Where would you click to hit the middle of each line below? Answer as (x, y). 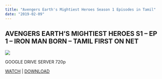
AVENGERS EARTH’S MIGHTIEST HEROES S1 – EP (81, 34)
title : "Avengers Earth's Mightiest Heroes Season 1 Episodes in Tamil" (81, 9)
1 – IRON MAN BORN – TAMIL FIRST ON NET (72, 41)
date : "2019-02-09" (25, 14)
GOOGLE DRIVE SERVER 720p (35, 62)
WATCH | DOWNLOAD (27, 71)
